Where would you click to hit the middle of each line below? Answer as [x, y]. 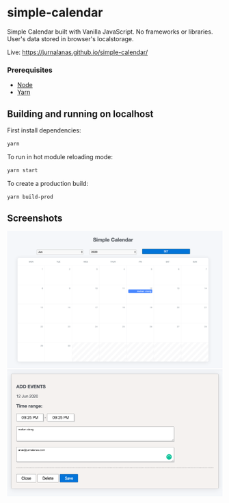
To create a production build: [48, 183]
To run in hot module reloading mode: [60, 156]
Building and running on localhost [80, 114]
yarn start [23, 170]
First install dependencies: [44, 130]
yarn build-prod [30, 197]
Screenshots [35, 219]
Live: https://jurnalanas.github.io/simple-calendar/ [78, 52]
